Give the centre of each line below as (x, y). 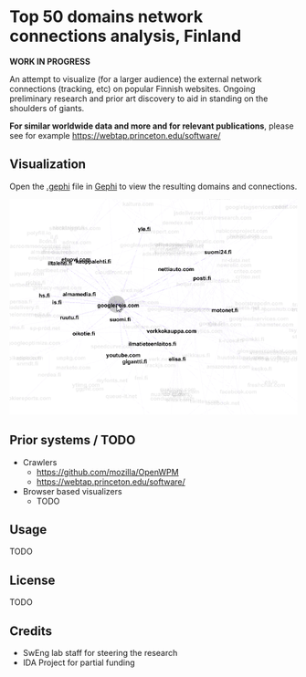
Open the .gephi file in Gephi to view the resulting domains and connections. (153, 186)
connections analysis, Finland (126, 36)
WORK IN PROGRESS (50, 61)
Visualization (48, 165)
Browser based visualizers (72, 491)
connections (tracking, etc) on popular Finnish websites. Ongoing (132, 89)
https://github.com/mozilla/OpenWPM (108, 472)
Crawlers (40, 462)
